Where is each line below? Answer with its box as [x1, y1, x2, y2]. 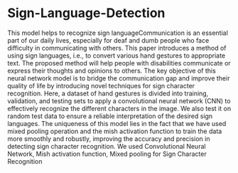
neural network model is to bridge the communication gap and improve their [7, 73, 230, 83]
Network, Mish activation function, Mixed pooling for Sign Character [7, 150, 207, 158]
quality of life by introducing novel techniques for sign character [7, 81, 195, 90]
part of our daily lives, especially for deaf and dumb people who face [7, 36, 210, 44]
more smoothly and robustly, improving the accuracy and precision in [7, 134, 210, 143]
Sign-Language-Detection [7, 5, 166, 21]
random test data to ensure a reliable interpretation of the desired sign [7, 112, 213, 120]
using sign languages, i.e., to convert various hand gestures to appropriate [7, 51, 226, 60]
